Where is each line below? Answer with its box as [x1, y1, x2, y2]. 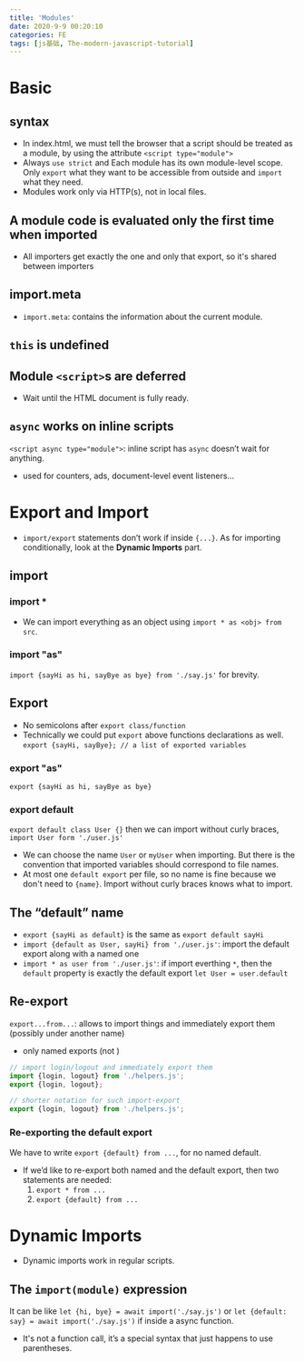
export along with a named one [22, 948, 140, 959]
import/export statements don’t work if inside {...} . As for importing [22, 532, 281, 543]
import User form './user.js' [9, 834, 124, 843]
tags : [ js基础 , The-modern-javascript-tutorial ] [9, 38, 194, 48]
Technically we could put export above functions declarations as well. [22, 729, 284, 740]
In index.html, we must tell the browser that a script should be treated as [22, 138, 293, 149]
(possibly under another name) [9, 1027, 125, 1038]
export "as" [9, 761, 63, 774]
